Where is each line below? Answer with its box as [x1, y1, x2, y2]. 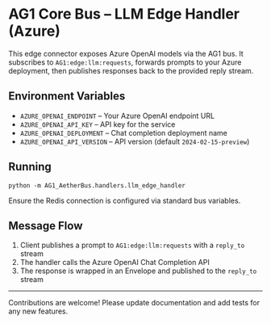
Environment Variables [8, 90, 126, 103]
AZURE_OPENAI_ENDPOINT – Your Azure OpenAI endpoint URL [19, 111, 215, 120]
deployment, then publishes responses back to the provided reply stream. [8, 65, 254, 75]
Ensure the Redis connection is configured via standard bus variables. [8, 196, 241, 205]
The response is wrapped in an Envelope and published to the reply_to [19, 266, 257, 276]
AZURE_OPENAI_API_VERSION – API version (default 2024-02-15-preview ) [19, 137, 250, 146]
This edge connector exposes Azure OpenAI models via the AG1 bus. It [8, 48, 244, 58]
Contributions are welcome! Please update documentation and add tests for [8, 298, 261, 308]
